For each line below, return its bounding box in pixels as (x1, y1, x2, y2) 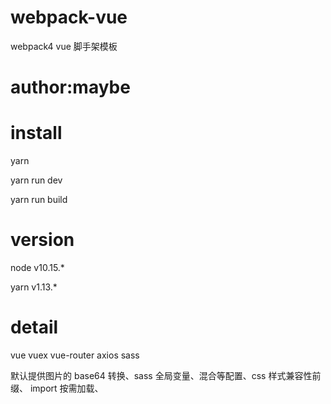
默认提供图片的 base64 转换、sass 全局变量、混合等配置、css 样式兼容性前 (10, 369, 322, 381)
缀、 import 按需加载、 (10, 382, 104, 394)
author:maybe (10, 76, 131, 99)
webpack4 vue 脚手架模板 (10, 40, 118, 52)
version (10, 229, 75, 251)
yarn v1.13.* (10, 281, 58, 293)
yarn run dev (10, 174, 63, 186)
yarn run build (10, 194, 68, 206)
